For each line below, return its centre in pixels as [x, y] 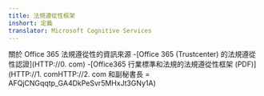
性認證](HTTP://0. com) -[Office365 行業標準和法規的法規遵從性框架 [121, 64]
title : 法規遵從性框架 [42, 16]
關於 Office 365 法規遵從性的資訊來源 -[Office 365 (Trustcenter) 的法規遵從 [132, 54]
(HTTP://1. [25, 74]
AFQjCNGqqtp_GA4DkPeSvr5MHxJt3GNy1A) [82, 83]
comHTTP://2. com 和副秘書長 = [97, 74]
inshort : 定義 [31, 23]
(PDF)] [246, 64]
